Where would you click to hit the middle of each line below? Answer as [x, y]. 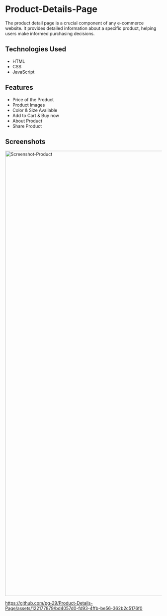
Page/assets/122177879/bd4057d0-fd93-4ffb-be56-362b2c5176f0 [74, 609]
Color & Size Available [35, 110]
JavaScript [23, 72]
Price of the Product [33, 99]
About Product [27, 121]
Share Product [27, 126]
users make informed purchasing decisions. [50, 33]
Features [19, 87]
